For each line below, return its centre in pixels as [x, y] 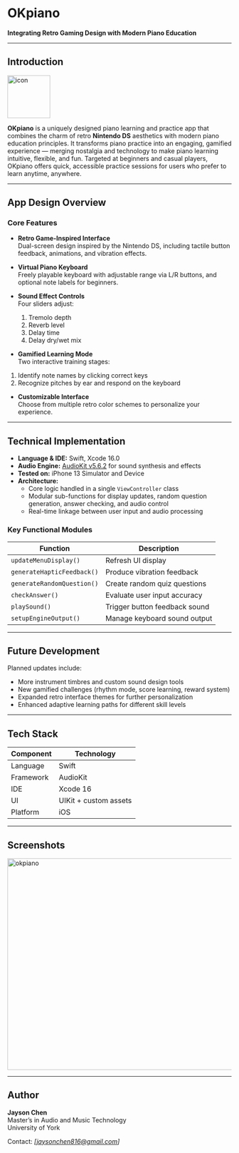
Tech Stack [33, 734]
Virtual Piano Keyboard [53, 267]
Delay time [44, 333]
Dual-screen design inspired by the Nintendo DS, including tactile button [124, 246]
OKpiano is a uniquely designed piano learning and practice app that [108, 128]
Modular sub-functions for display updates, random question [118, 496]
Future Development [54, 651]
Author [23, 1095]
